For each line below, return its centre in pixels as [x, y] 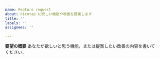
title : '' [15, 18]
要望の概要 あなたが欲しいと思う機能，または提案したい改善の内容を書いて [80, 46]
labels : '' [16, 23]
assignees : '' [19, 28]
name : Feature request [28, 9]
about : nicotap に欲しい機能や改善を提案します [49, 14]
